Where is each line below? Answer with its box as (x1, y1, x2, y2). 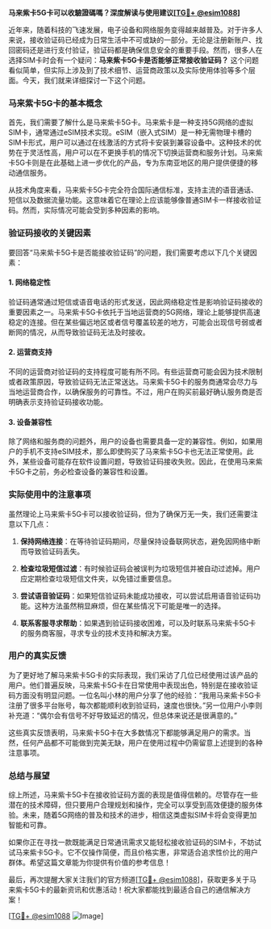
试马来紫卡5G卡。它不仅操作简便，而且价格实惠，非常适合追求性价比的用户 (8, 847, 258, 857)
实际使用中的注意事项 (8, 489, 91, 500)
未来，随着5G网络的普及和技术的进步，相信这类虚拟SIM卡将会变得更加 (22, 810, 257, 820)
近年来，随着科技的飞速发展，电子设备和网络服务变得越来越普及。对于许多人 (8, 25, 263, 35)
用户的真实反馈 (8, 650, 67, 662)
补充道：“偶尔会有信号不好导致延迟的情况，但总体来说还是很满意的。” (8, 710, 238, 720)
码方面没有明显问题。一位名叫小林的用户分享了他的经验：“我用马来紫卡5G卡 (8, 690, 261, 700)
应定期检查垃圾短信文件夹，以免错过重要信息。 (19, 574, 176, 583)
